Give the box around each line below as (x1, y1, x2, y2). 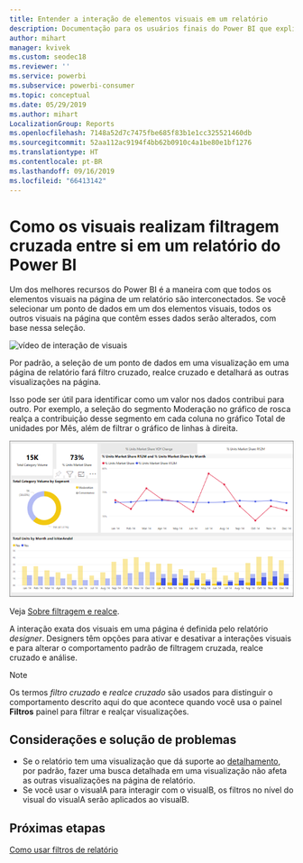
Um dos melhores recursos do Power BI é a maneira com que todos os (9, 284, 272, 295)
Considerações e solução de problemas (9, 732, 237, 748)
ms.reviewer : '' (9, 62, 70, 71)
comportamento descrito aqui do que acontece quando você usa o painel (9, 696, 282, 707)
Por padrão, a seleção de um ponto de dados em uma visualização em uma (9, 357, 289, 369)
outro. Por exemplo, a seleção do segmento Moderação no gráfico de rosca (9, 404, 291, 415)
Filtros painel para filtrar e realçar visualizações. (9, 706, 189, 717)
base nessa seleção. (9, 323, 86, 334)
